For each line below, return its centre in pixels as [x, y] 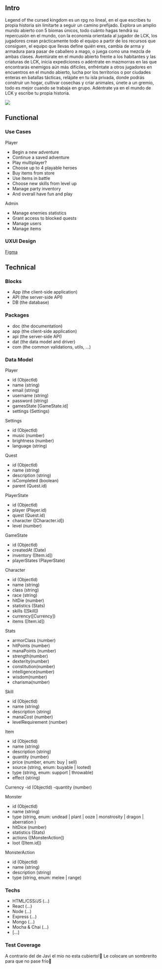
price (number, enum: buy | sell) [44, 762]
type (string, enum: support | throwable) [53, 773]
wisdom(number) [30, 677]
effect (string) [26, 778]
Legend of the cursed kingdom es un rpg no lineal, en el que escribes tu [78, 20]
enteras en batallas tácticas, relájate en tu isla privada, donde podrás [75, 77]
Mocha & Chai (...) [30, 927]
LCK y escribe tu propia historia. [38, 93]
